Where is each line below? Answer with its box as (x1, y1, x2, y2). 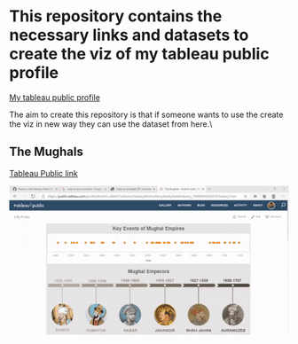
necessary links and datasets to (9, 25, 249, 45)
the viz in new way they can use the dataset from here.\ (9, 118, 213, 129)
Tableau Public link (9, 168, 78, 178)
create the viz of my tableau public (9, 44, 270, 64)
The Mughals (9, 145, 84, 160)
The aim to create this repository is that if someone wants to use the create (9, 109, 284, 120)
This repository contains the (9, 6, 223, 27)
